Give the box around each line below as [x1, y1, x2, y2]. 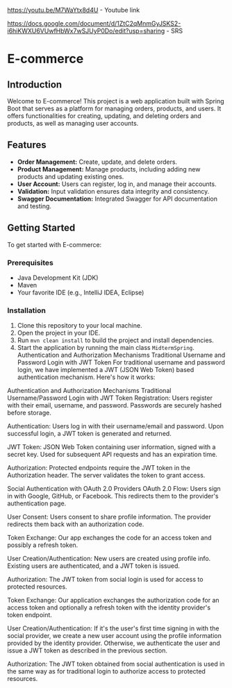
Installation [7, 305, 47, 315]
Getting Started [7, 222, 76, 234]
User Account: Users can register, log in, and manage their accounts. [17, 180, 217, 188]
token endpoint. [7, 611, 52, 619]
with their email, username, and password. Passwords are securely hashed [7, 401, 222, 410]
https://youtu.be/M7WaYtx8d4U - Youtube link [7, 6, 140, 14]
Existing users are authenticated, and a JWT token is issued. [7, 562, 181, 570]
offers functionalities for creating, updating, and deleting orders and [7, 112, 201, 120]
